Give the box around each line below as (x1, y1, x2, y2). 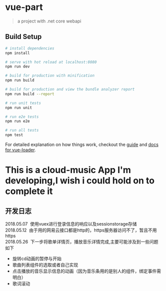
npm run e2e (5, 119, 30, 124)
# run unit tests (5, 100, 41, 105)
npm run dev (5, 64, 30, 69)
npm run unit (5, 105, 32, 110)
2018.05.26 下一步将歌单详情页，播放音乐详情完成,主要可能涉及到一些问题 (5, 239, 159, 244)
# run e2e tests (5, 114, 39, 119)
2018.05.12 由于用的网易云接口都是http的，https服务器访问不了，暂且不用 (5, 227, 157, 233)
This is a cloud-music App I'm (5, 164, 131, 176)
